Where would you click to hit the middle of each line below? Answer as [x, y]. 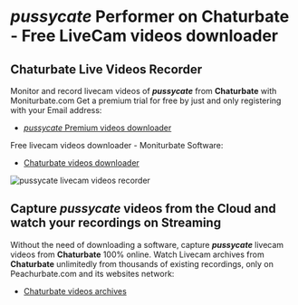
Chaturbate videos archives [75, 291]
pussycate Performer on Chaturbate [150, 17]
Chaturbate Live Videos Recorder [106, 69]
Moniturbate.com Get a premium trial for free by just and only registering [146, 100]
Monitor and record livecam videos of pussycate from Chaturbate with [144, 91]
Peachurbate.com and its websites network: [92, 273]
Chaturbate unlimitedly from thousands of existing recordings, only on [142, 263]
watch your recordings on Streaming [115, 223]
